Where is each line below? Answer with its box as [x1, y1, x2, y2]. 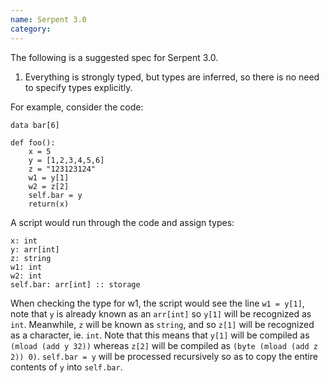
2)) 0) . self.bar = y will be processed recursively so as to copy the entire [10, 350, 318, 362]
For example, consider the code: [10, 101, 144, 113]
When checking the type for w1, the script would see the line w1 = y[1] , [10, 297, 305, 309]
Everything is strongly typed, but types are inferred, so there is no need [24, 71, 320, 83]
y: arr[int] [10, 244, 60, 255]
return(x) [28, 199, 70, 209]
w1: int [10, 262, 43, 272]
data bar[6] [10, 120, 60, 130]
